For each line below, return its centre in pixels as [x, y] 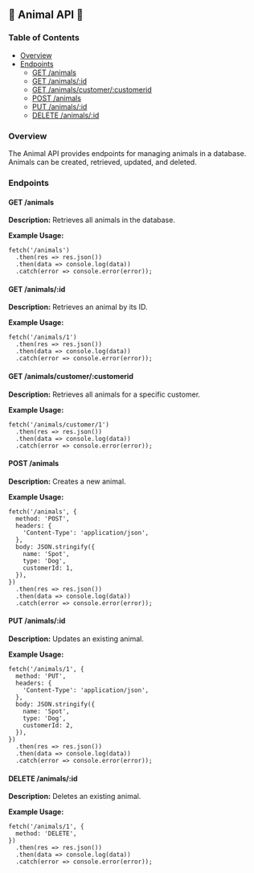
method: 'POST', [43, 519]
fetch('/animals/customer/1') [59, 424]
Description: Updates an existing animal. [76, 638]
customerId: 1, [48, 568]
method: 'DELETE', [47, 834]
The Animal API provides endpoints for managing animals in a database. [127, 153]
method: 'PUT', [41, 676]
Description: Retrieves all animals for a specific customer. [104, 394]
